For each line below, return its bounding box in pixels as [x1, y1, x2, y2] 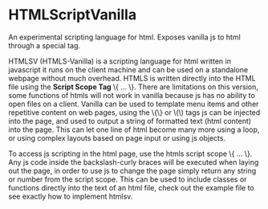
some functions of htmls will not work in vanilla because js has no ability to [8, 90, 255, 100]
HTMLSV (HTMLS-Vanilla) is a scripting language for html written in [8, 56, 231, 66]
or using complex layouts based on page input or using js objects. [8, 133, 226, 142]
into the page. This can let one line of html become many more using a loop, [8, 125, 260, 134]
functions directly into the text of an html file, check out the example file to [8, 182, 254, 192]
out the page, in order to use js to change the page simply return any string [8, 166, 257, 175]
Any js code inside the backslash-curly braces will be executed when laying [8, 157, 259, 166]
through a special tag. [8, 40, 81, 50]
